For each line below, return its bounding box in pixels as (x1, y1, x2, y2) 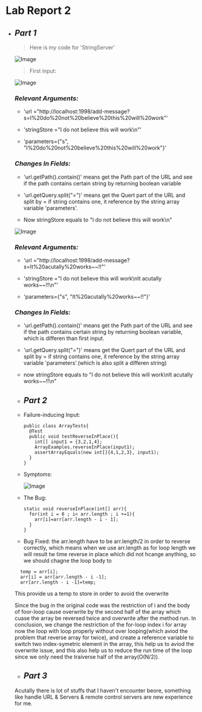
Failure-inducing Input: (23, 411, 80, 418)
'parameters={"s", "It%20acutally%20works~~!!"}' (23, 293, 151, 300)
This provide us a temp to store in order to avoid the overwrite (14, 590, 169, 597)
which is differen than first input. (23, 334, 105, 342)
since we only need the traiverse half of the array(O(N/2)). (14, 653, 160, 660)
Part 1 (14, 28, 37, 38)
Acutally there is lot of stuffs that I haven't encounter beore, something (14, 687, 191, 694)
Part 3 (23, 671, 48, 681)
